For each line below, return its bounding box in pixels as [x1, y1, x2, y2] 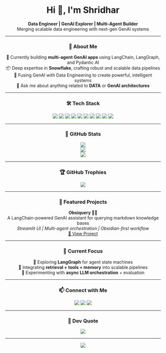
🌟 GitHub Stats [65, 131, 101, 137]
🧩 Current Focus [63, 248, 103, 255]
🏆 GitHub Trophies [59, 169, 107, 176]
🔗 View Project [68, 231, 98, 237]
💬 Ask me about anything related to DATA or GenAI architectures [16, 83, 150, 88]
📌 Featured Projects [59, 199, 107, 206]
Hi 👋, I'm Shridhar [46, 4, 120, 16]
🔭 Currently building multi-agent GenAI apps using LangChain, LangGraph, [6, 54, 160, 60]
